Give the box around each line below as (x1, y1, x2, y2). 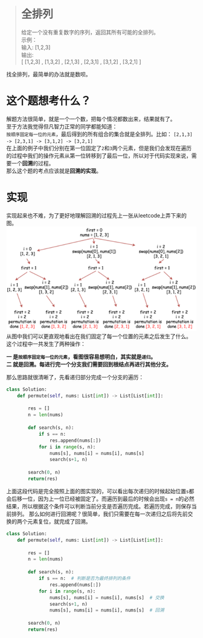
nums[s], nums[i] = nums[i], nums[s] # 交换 (49, 594, 164, 600)
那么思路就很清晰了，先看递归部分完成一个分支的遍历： (6, 373, 144, 380)
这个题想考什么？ (6, 94, 92, 108)
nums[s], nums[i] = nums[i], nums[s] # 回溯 (49, 607, 164, 614)
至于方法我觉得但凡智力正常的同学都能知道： (6, 122, 118, 130)
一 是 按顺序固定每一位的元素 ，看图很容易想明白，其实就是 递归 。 (6, 353, 156, 360)
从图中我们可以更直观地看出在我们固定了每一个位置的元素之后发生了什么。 (6, 333, 192, 340)
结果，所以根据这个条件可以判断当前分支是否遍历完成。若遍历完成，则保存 (6, 502, 192, 510)
